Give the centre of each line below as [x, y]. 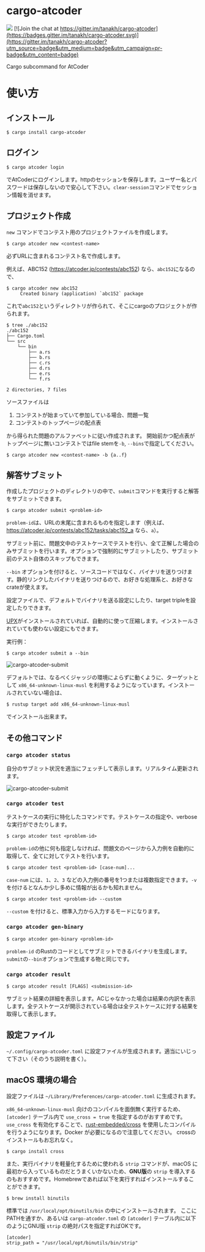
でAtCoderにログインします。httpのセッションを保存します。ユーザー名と [99, 179]
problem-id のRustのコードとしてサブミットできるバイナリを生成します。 [99, 951]
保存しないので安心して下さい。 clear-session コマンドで [104, 187]
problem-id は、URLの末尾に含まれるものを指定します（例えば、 [87, 522]
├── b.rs [39, 357]
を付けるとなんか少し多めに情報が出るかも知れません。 [76, 888]
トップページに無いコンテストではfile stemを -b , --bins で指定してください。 [102, 443]
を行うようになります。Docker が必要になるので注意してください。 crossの [101, 1132]
